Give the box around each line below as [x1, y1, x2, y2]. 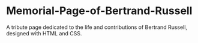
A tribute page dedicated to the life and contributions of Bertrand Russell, [6, 24, 188, 31]
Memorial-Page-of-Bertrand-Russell [6, 4, 193, 18]
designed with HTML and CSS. [6, 29, 82, 37]
